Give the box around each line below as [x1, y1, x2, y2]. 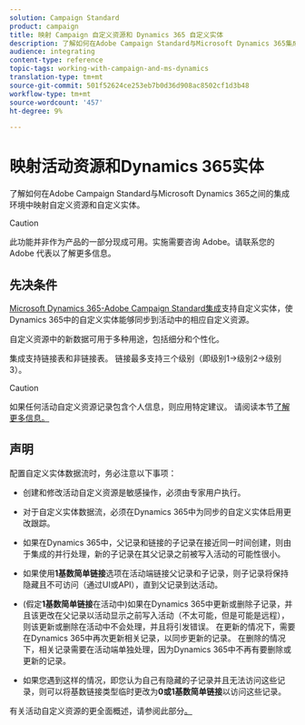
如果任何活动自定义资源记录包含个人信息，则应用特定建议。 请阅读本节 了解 [9, 401, 290, 412]
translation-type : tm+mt [9, 73, 103, 82]
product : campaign [9, 22, 79, 31]
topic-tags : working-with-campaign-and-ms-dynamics [9, 65, 209, 74]
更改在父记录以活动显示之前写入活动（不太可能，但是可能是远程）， [38, 609, 290, 620]
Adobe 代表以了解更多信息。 [9, 247, 116, 259]
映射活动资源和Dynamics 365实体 [9, 156, 265, 177]
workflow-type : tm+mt [9, 89, 92, 98]
